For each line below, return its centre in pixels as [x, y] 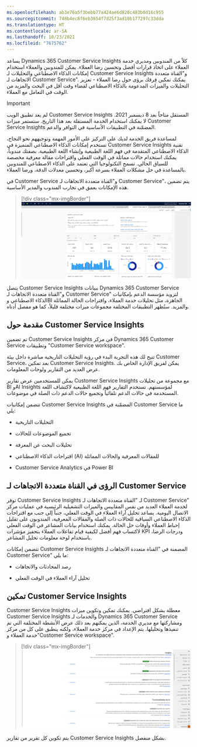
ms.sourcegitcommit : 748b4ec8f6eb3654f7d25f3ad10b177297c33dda [85, 18]
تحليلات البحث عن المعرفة [44, 445]
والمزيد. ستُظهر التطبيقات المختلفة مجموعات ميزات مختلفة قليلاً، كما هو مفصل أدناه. [98, 306]
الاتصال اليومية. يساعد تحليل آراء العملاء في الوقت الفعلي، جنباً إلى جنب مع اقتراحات [98, 512]
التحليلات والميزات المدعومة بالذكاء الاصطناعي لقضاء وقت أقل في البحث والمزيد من [98, 86]
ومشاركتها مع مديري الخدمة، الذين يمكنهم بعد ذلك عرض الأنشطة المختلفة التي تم [94, 623]
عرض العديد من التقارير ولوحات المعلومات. [53, 369]
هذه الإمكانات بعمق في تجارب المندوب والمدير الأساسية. [68, 187]
